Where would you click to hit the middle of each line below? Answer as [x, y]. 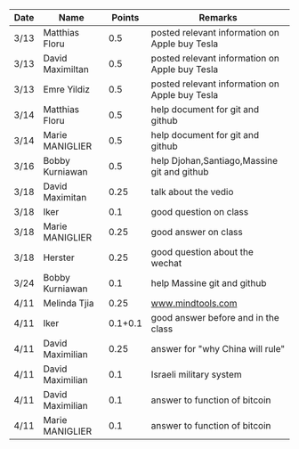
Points [125, 17]
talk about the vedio [192, 192]
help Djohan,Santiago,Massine [214, 161]
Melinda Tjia [69, 303]
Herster [59, 257]
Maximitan [65, 197]
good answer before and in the [215, 318]
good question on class [200, 212]
